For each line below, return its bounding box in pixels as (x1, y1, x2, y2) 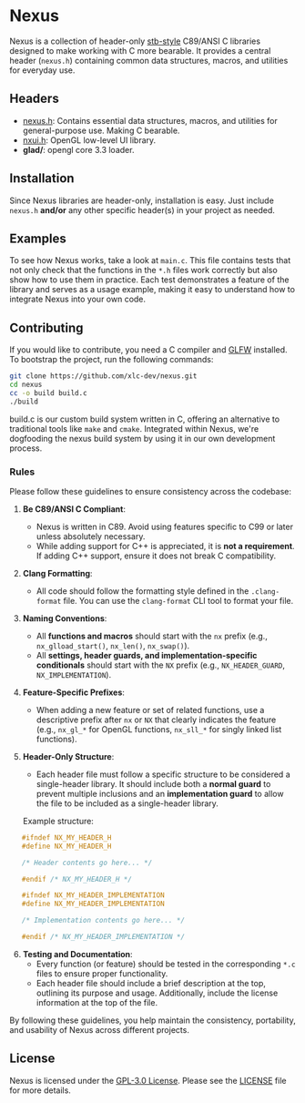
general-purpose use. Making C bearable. (22, 125, 180, 136)
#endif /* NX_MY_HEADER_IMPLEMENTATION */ (21, 933, 185, 942)
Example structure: (22, 815, 94, 826)
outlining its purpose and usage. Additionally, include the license (36, 987, 279, 998)
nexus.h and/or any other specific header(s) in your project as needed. (9, 204, 276, 215)
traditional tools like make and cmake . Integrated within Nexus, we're (9, 423, 259, 434)
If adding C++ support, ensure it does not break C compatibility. (36, 550, 277, 561)
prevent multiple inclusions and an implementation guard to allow (36, 788, 284, 799)
